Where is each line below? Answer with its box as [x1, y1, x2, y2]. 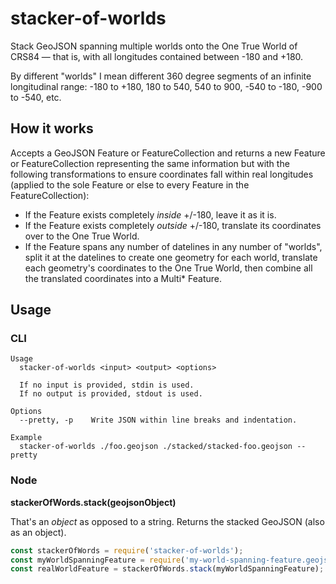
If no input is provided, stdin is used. [19, 380, 195, 391]
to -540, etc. [10, 91, 62, 103]
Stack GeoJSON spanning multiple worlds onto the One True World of [10, 40, 298, 52]
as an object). [10, 526, 67, 538]
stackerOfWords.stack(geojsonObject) [10, 496, 177, 508]
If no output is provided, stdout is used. [19, 389, 203, 399]
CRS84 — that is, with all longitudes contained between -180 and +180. [10, 50, 304, 62]
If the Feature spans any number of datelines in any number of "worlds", [24, 240, 323, 252]
